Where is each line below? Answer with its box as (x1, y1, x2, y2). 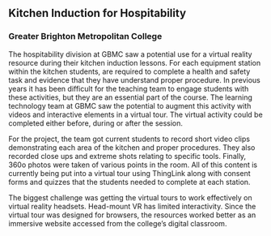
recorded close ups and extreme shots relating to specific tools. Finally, (8, 151, 247, 161)
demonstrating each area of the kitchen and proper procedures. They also (8, 142, 256, 152)
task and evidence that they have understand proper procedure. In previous (8, 75, 260, 84)
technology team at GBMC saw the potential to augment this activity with (8, 101, 252, 110)
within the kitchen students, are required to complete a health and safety (8, 67, 251, 76)
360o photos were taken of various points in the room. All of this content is (8, 160, 257, 169)
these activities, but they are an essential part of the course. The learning (8, 92, 253, 102)
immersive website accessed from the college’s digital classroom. (8, 218, 227, 228)
